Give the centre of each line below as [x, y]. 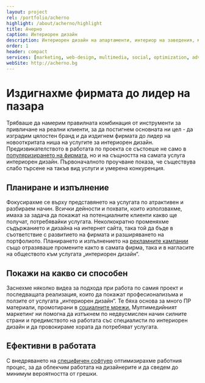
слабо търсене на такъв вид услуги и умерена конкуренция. [86, 168]
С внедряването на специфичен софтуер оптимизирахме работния [94, 360]
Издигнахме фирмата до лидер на [98, 93]
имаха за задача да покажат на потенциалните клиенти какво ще [92, 215]
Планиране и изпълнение [58, 188]
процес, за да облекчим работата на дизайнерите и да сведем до [92, 367]
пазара [25, 106]
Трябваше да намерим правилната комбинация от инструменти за [94, 123]
